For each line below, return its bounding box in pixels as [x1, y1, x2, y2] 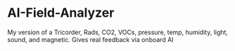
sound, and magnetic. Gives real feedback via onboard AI [7, 35, 174, 43]
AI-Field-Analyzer [7, 5, 115, 21]
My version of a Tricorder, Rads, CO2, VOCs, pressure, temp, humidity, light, [7, 28, 229, 36]
